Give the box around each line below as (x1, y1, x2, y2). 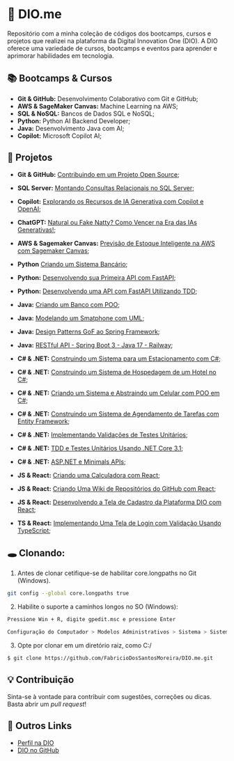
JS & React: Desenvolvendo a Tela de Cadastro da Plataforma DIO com (17, 498, 221, 506)
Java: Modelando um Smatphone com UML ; (17, 313, 145, 322)
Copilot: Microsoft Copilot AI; (17, 132, 102, 140)
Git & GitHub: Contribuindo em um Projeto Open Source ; (17, 170, 180, 178)
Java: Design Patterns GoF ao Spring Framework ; (17, 327, 160, 336)
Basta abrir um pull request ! (7, 700, 87, 708)
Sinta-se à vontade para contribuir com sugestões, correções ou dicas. (7, 692, 212, 700)
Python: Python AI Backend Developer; (17, 116, 131, 125)
